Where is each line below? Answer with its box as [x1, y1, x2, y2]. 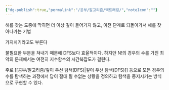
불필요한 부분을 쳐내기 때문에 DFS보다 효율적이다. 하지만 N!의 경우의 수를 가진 [5, 50, 159, 56]
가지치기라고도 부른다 [5, 39, 48, 45]
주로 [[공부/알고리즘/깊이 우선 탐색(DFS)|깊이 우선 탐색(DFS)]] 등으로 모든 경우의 [5, 67, 164, 73]
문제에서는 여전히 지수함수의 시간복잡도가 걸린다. [14, 56, 111, 62]
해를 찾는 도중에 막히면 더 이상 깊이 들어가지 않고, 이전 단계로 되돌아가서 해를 [5, 22, 156, 28]
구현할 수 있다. [14, 79, 43, 85]
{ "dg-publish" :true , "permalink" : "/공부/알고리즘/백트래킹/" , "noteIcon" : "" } [5, 7, 158, 13]
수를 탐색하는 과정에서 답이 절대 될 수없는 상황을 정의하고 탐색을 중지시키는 [5, 73, 153, 79]
